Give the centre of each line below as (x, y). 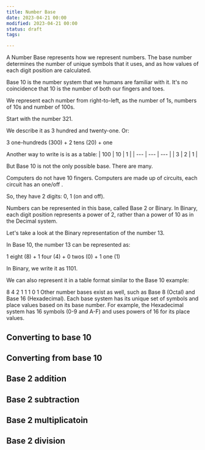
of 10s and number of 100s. (41, 107)
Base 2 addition (37, 379)
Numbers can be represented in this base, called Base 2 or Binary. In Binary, (102, 208)
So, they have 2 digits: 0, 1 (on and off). (56, 197)
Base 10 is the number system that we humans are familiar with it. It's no (97, 82)
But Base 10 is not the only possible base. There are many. (80, 166)
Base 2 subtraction (43, 400)
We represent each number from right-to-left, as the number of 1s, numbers (102, 101)
